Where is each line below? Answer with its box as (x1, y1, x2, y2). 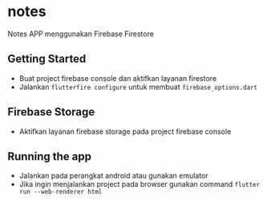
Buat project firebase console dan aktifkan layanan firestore (18, 73, 217, 83)
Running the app (7, 149, 91, 163)
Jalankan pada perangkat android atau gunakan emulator (18, 171, 209, 180)
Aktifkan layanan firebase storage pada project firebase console (18, 127, 232, 136)
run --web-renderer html (18, 188, 103, 196)
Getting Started (7, 52, 87, 66)
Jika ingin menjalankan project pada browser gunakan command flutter (18, 180, 261, 189)
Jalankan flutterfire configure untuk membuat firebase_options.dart (18, 82, 258, 91)
